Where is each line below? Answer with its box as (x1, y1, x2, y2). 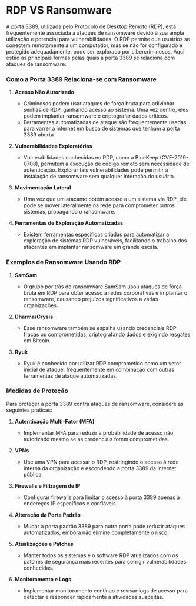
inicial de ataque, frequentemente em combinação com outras (23, 366, 175, 373)
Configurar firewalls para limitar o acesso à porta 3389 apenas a (23, 494, 180, 501)
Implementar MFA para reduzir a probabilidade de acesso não (23, 429, 174, 436)
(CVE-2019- (160, 154, 189, 161)
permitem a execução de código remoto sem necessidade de (41, 160, 190, 168)
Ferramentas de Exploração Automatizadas (14, 219, 124, 227)
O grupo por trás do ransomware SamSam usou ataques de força (23, 283, 182, 290)
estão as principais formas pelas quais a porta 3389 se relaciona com (6, 54, 175, 61)
